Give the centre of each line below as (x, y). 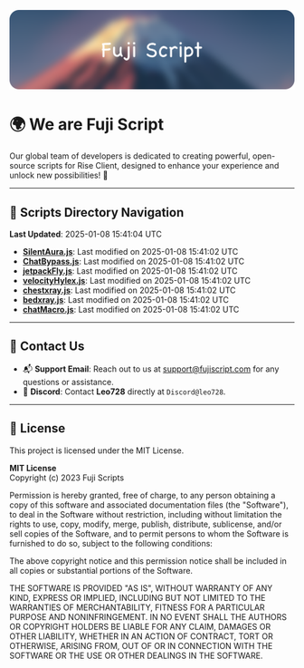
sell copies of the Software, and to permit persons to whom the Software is (149, 533)
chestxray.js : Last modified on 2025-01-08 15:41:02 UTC (129, 290)
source (23, 166)
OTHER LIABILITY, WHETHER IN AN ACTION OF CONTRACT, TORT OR (141, 636)
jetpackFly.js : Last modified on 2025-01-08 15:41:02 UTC (130, 271)
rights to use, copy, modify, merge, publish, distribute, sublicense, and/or (146, 524)
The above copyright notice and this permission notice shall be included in (148, 561)
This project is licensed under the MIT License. (97, 450)
